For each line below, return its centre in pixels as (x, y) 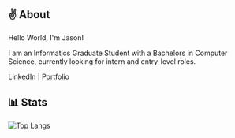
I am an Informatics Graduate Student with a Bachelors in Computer (118, 53)
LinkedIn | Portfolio (39, 76)
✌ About (29, 15)
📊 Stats (28, 103)
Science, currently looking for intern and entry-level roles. (102, 61)
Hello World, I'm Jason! (46, 37)
